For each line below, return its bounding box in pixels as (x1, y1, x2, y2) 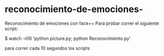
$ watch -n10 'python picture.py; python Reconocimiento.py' (5, 35, 131, 41)
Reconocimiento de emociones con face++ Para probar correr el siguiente (5, 20, 159, 26)
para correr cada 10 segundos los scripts (5, 45, 90, 51)
